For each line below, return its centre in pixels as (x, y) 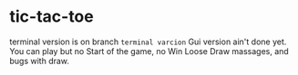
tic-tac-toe (51, 17)
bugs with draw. (40, 61)
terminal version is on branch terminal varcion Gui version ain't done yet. (148, 42)
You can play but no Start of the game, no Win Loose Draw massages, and (149, 51)
